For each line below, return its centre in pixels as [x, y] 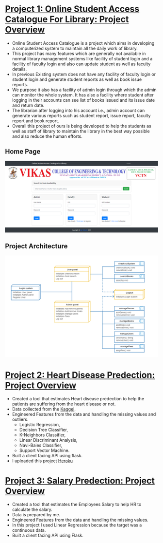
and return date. [28, 105]
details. [19, 69]
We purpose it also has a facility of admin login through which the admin [84, 90]
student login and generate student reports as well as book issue [77, 79]
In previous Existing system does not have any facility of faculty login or [84, 74]
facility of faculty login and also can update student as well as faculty [81, 64]
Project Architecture [36, 246]
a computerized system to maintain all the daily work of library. [75, 48]
